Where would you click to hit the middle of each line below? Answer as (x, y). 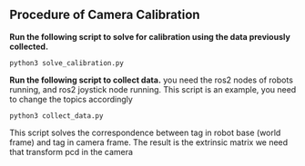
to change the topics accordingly (71, 99)
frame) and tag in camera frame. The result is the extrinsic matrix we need (149, 142)
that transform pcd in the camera (71, 151)
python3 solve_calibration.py (67, 63)
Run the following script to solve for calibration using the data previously (150, 36)
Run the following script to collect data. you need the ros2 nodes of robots (152, 80)
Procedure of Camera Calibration (105, 15)
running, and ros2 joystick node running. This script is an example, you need (153, 89)
